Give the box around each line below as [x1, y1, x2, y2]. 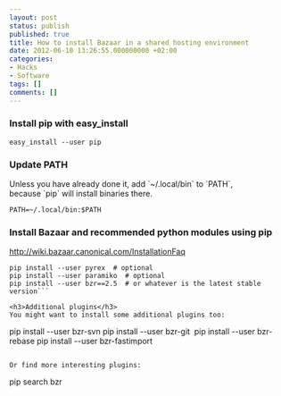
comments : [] [9, 88, 58, 97]
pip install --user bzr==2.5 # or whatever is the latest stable [9, 279, 261, 289]
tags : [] [9, 80, 42, 88]
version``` [9, 287, 50, 296]
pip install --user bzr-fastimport [37, 336, 153, 347]
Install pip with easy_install [9, 117, 128, 130]
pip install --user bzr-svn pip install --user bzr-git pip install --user [9, 326, 256, 337]
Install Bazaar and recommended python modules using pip [9, 226, 273, 239]
